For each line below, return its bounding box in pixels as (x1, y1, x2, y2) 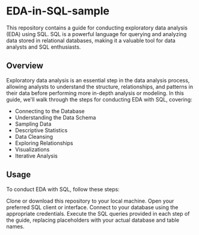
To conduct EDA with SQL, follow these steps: (6, 185, 120, 193)
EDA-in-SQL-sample (6, 4, 110, 18)
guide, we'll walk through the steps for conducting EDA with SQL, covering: (6, 96, 192, 103)
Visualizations (14, 145, 50, 153)
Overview (6, 61, 44, 71)
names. (6, 222, 25, 230)
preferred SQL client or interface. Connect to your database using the (6, 203, 179, 211)
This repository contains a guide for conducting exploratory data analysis (6, 24, 188, 31)
